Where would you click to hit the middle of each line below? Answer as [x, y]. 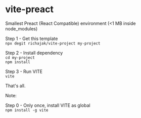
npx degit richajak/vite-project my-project [53, 43]
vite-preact [30, 9]
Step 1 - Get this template [32, 38]
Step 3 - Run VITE [24, 71]
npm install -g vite [27, 110]
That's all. [15, 86]
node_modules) [21, 28]
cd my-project [20, 57]
